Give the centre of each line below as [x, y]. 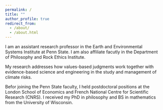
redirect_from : [21, 23]
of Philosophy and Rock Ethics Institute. [45, 57]
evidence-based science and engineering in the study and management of [81, 72]
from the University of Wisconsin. [39, 102]
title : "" [15, 14]
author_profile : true [27, 19]
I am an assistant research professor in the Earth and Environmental [74, 47]
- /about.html [24, 33]
